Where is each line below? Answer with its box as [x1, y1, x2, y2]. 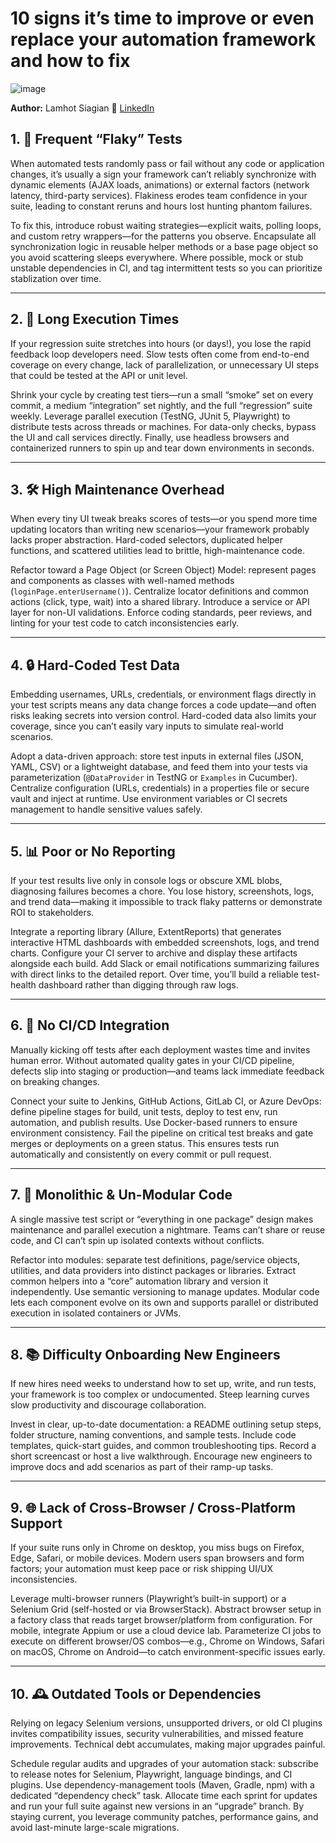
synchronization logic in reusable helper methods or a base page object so [10, 240, 319, 252]
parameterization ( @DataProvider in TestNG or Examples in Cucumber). [10, 772, 298, 784]
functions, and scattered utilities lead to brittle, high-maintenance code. [10, 545, 306, 557]
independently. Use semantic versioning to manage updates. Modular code [10, 1285, 320, 1297]
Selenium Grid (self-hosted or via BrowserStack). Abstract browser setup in [10, 1603, 322, 1616]
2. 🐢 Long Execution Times [10, 311, 180, 328]
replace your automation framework [10, 28, 317, 51]
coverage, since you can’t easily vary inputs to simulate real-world [10, 720, 284, 732]
